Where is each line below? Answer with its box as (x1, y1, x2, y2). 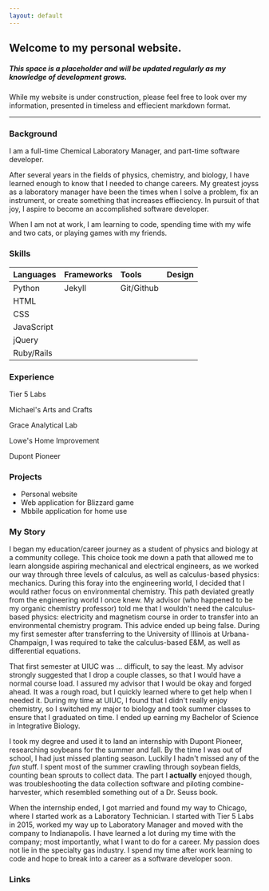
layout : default (9, 11, 63, 20)
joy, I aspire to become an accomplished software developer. (9, 205, 210, 214)
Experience (9, 371, 54, 382)
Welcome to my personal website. (9, 42, 182, 55)
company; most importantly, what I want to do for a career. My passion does (9, 837, 260, 847)
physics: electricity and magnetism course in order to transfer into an (31, 612, 259, 622)
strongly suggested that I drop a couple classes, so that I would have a (9, 670, 242, 680)
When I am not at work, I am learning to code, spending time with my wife (9, 220, 251, 229)
